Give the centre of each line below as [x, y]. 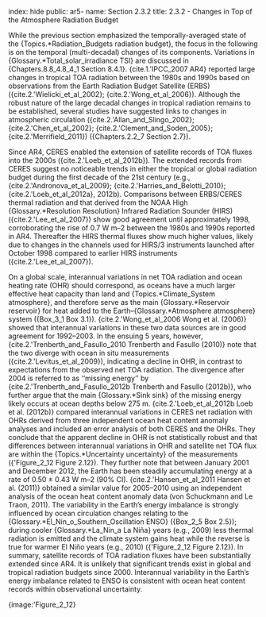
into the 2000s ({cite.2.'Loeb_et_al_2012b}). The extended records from [125, 160]
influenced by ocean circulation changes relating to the [98, 513]
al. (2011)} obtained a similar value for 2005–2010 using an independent [125, 488]
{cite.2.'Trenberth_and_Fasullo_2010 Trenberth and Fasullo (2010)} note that [132, 344]
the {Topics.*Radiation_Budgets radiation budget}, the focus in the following [133, 44]
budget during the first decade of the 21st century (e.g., [99, 177]
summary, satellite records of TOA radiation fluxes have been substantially [130, 555]
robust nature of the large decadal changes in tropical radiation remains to [130, 103]
